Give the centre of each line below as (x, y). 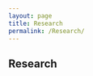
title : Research (36, 23)
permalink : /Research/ (46, 31)
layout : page (30, 16)
